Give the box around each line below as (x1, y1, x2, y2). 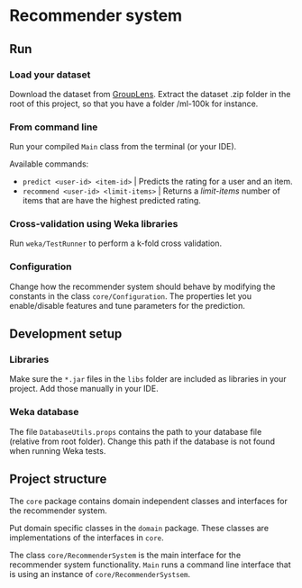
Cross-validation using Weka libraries (9, 218, 178, 231)
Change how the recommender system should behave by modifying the (9, 281, 276, 292)
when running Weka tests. (9, 445, 106, 456)
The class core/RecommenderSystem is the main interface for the (9, 549, 242, 560)
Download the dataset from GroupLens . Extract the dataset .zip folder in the (9, 88, 291, 99)
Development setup (9, 326, 123, 342)
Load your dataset (9, 68, 91, 81)
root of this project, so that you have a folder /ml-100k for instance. (9, 98, 259, 109)
